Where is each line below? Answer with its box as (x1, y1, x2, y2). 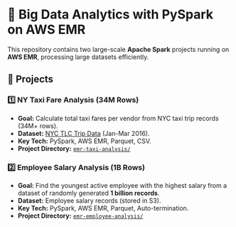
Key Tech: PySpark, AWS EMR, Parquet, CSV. (17, 137, 151, 145)
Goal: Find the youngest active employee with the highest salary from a (17, 181, 227, 189)
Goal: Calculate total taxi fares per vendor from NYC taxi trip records (17, 114, 219, 122)
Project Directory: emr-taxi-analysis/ (17, 144, 131, 152)
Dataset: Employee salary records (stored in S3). (17, 196, 161, 205)
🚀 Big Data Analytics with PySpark (7, 6, 213, 23)
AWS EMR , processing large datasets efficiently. (7, 53, 149, 61)
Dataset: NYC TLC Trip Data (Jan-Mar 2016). (17, 129, 150, 137)
